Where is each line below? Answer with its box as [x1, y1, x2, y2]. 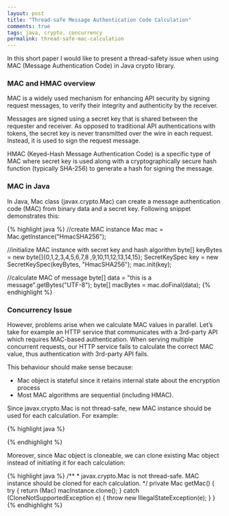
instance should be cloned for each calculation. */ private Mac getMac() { [7, 479, 215, 487]
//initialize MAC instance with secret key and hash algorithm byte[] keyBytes [7, 245, 223, 254]
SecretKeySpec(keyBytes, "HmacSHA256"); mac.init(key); [7, 260, 172, 268]
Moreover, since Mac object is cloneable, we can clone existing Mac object [7, 452, 219, 460]
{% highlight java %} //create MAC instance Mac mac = [7, 225, 164, 233]
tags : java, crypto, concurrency [7, 29, 103, 36]
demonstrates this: [7, 212, 60, 220]
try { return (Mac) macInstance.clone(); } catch [7, 487, 139, 495]
